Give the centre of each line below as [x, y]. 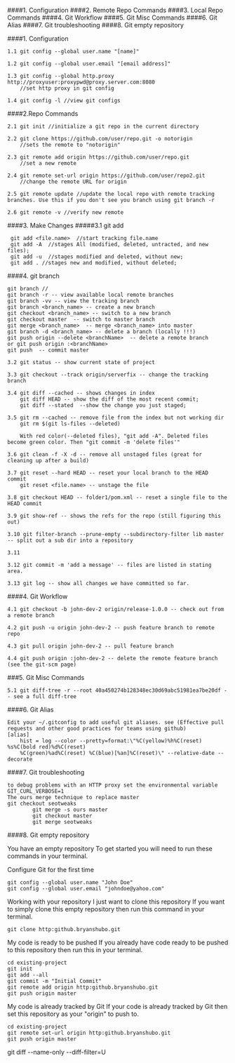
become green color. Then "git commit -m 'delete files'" [94, 442]
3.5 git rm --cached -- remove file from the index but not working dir [116, 417]
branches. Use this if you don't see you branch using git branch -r [111, 200]
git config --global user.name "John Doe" [70, 883]
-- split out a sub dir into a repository [70, 540]
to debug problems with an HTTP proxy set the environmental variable [113, 785]
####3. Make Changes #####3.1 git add [66, 225]
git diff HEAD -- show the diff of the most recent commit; [109, 399]
